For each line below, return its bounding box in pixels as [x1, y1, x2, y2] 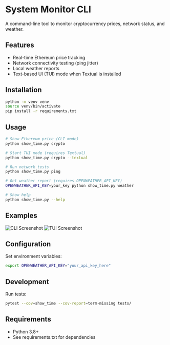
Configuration [5, 240, 51, 248]
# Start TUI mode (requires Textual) [5, 150, 86, 156]
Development [5, 277, 50, 286]
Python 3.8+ [12, 329, 39, 335]
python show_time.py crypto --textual [5, 155, 88, 160]
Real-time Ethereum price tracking [12, 54, 86, 60]
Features [5, 41, 34, 50]
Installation [5, 85, 42, 94]
